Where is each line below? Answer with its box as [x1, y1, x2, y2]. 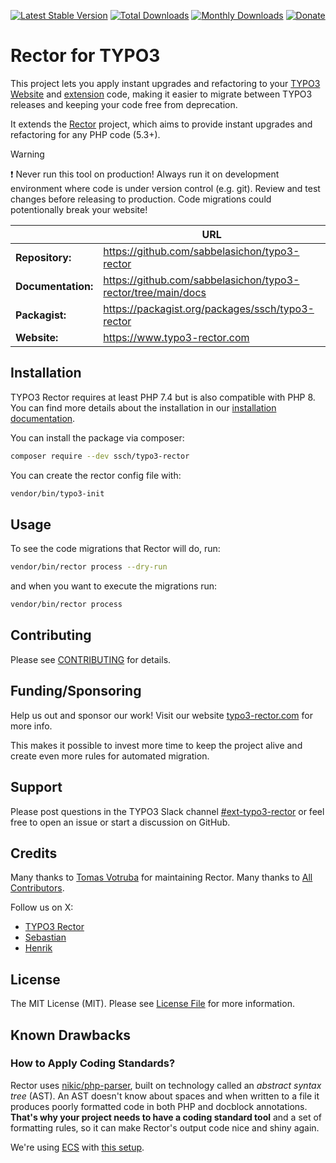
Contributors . [10, 882, 65, 894]
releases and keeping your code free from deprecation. [10, 98, 238, 110]
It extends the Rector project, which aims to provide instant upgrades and [10, 118, 313, 130]
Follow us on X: [10, 901, 74, 914]
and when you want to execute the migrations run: [10, 580, 218, 592]
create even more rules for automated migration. [10, 750, 210, 762]
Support [10, 779, 63, 796]
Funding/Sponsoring [10, 683, 142, 700]
